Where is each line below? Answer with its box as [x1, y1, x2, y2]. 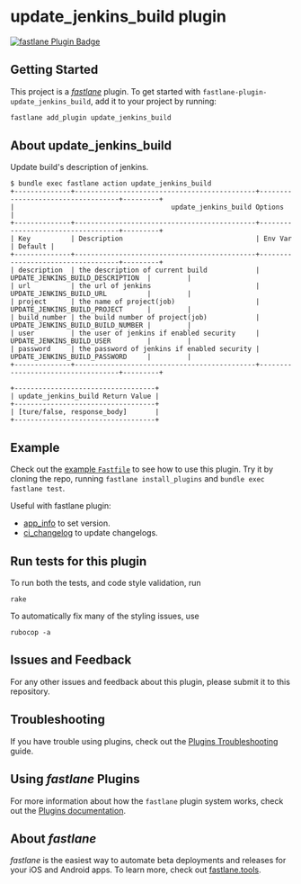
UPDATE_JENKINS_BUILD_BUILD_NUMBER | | [10, 321, 192, 330]
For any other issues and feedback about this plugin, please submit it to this [10, 676, 291, 687]
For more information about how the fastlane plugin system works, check [10, 795, 284, 807]
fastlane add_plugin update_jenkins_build [10, 113, 172, 122]
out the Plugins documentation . [10, 805, 127, 816]
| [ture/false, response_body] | [10, 408, 160, 417]
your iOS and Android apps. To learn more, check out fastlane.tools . [10, 864, 261, 875]
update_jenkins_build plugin [10, 6, 227, 27]
